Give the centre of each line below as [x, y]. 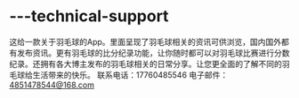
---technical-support [89, 16]
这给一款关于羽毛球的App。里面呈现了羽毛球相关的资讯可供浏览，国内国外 [145, 41]
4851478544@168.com [52, 85]
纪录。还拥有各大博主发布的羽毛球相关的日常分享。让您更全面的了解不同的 [145, 64]
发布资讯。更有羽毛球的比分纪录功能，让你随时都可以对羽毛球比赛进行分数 [153, 53]
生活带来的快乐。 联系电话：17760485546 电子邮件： [130, 75]
